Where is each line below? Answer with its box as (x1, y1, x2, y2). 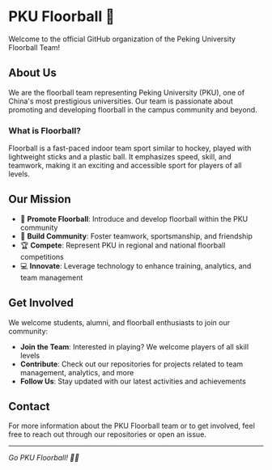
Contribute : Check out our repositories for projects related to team (19, 359, 244, 369)
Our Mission (8, 193, 71, 206)
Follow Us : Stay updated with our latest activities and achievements (19, 376, 247, 386)
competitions (19, 252, 65, 261)
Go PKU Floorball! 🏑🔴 (8, 453, 79, 463)
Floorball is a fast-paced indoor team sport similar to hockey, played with (8, 143, 252, 153)
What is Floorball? (8, 125, 82, 136)
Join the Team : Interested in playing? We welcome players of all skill (19, 341, 249, 351)
